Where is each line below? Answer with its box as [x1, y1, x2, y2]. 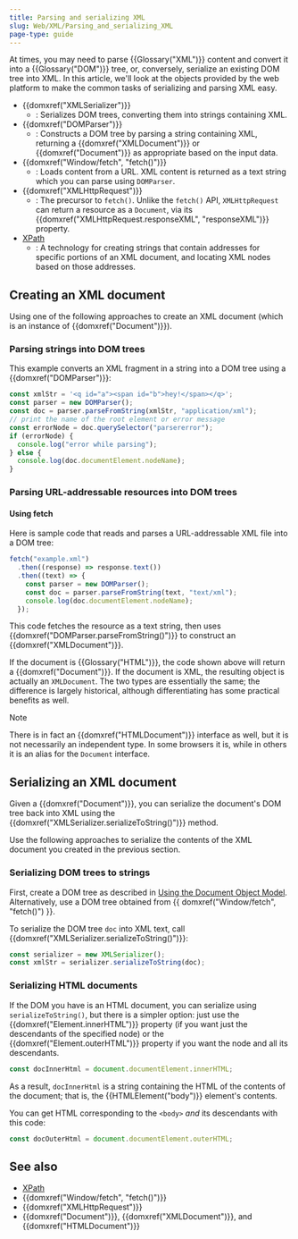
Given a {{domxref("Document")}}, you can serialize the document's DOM [9, 798, 282, 809]
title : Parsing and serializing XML [9, 13, 145, 22]
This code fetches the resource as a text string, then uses [9, 620, 221, 631]
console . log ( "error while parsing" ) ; [17, 440, 158, 449]
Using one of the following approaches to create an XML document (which [9, 311, 284, 322]
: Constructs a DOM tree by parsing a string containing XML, [35, 129, 258, 139]
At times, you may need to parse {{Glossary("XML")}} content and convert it [9, 55, 288, 65]
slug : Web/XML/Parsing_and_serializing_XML [9, 21, 174, 30]
